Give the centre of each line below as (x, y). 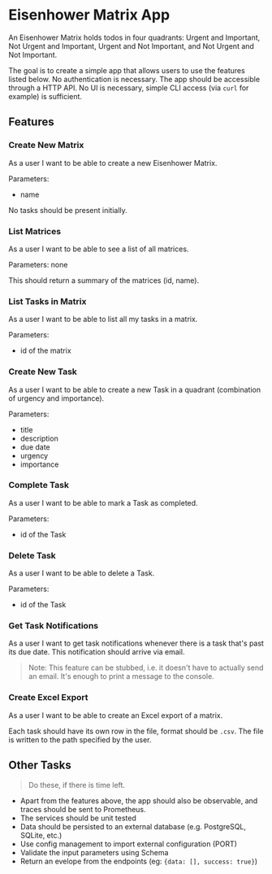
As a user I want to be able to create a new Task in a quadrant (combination (135, 389)
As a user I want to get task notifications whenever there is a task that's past (136, 643)
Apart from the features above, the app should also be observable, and (139, 800)
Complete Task (39, 485)
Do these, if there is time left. (77, 785)
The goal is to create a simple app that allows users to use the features (127, 70)
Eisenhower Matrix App (89, 15)
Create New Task (43, 372)
